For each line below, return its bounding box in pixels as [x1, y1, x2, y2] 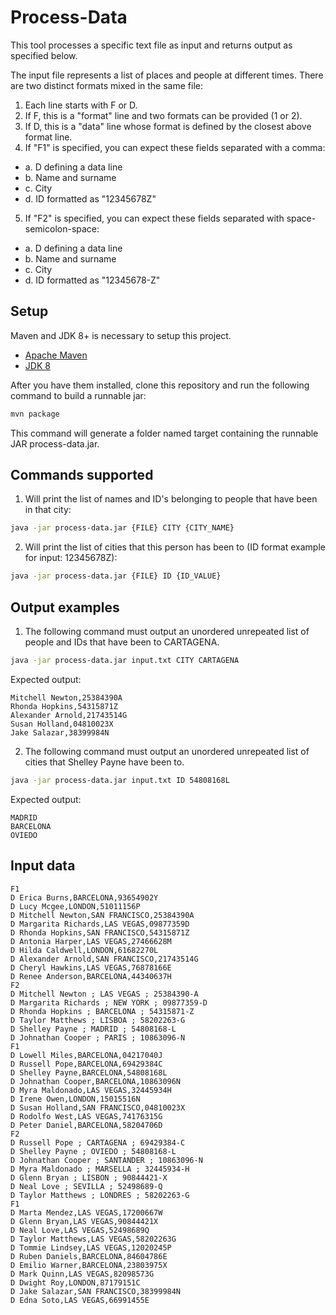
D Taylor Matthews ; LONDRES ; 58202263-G [10, 1190, 190, 1200]
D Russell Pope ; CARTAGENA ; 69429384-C [10, 1137, 186, 1148]
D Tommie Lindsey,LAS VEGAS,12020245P [10, 1242, 172, 1253]
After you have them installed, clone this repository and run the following [10, 379, 310, 391]
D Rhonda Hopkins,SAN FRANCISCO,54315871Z [10, 927, 190, 938]
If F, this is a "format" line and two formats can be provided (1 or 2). [24, 109, 303, 121]
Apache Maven [24, 349, 88, 361]
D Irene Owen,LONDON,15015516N [10, 1094, 141, 1104]
